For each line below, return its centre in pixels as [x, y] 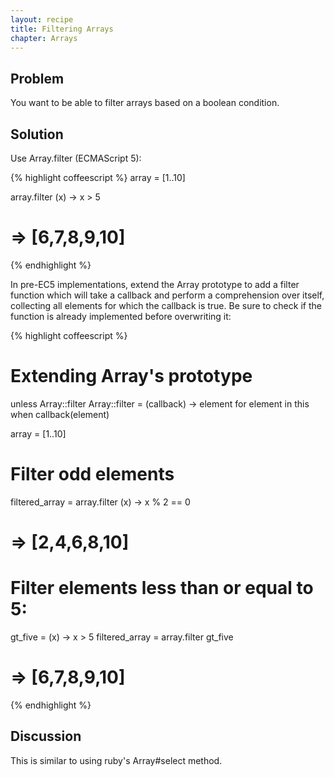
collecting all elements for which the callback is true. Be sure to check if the [166, 305]
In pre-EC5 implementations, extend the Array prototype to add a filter [155, 284]
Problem [37, 78]
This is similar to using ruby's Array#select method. [116, 760]
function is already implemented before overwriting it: [121, 316]
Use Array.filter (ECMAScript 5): [76, 158]
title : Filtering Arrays [62, 29]
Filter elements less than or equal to [162, 588]
